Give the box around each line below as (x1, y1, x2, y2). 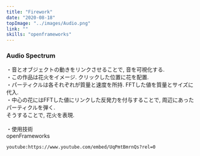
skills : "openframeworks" (6, 32, 72, 38)
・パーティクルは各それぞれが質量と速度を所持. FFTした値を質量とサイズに (6, 81, 194, 89)
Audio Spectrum (6, 52, 56, 60)
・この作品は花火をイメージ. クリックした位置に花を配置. (6, 73, 149, 81)
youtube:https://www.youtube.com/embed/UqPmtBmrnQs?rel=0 (6, 144, 156, 151)
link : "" (6, 25, 28, 32)
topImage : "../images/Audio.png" (6, 20, 91, 26)
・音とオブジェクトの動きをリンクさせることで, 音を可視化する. (6, 66, 165, 73)
